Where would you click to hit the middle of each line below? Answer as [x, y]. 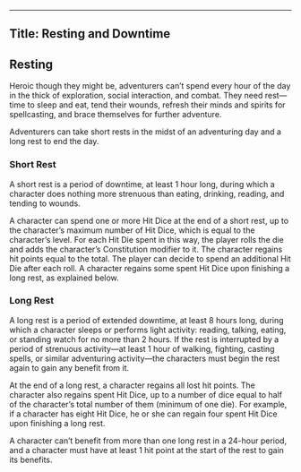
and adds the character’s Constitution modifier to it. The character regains [146, 249]
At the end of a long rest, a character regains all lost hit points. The [132, 385]
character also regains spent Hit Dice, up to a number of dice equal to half [146, 394]
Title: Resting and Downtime [90, 34]
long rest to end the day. [54, 142]
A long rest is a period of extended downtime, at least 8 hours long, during [146, 320]
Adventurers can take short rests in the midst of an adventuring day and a [146, 132]
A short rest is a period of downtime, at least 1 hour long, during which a [142, 184]
